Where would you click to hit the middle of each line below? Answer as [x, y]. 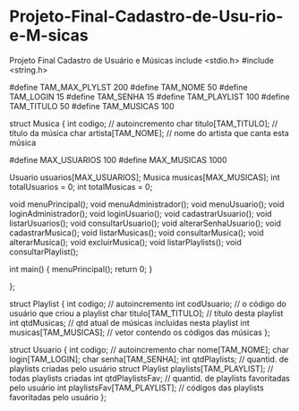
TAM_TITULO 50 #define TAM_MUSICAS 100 [92, 106]
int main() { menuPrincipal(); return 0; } [81, 269]
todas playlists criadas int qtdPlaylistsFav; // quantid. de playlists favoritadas [150, 378]
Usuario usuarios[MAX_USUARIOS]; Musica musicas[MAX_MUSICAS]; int [145, 177]
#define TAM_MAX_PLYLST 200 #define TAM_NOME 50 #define [128, 87]
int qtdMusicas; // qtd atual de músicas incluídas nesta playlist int [130, 322]
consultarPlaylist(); [44, 252]
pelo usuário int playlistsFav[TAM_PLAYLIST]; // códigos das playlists [137, 388]
